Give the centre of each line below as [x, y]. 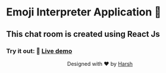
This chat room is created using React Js [83, 34]
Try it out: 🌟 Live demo [39, 51]
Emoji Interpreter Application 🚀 [84, 12]
